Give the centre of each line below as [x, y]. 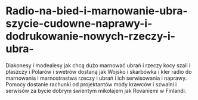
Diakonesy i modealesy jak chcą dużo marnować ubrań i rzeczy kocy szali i [98, 65]
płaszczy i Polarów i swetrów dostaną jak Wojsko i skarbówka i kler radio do [99, 71]
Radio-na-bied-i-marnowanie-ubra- [97, 11]
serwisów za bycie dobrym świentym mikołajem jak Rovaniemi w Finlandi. [96, 90]
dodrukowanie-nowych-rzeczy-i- [90, 36]
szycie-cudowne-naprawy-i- [79, 24]
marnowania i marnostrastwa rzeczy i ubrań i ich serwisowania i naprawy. [96, 78]
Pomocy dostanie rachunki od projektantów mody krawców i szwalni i [91, 84]
